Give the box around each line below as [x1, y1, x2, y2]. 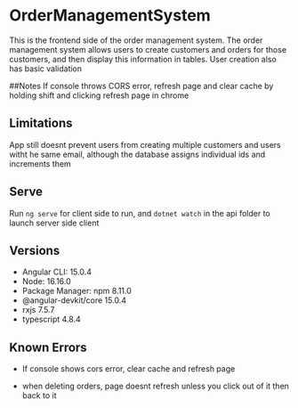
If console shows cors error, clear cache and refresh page [21, 363, 236, 374]
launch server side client [9, 217, 100, 228]
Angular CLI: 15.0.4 [21, 266, 92, 277]
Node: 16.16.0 [21, 276, 71, 287]
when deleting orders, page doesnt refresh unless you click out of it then [21, 380, 289, 392]
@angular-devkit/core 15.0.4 [21, 295, 127, 306]
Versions [9, 242, 60, 258]
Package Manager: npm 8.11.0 [21, 286, 132, 297]
